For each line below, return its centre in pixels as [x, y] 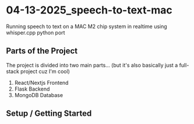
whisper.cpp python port [36, 32]
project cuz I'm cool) [45, 71]
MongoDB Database [38, 95]
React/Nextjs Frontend [41, 82]
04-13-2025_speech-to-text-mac [89, 10]
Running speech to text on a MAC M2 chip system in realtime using [87, 26]
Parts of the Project [42, 51]
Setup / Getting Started [49, 114]
